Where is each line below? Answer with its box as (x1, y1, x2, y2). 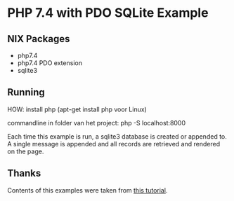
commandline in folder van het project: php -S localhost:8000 (7, 118, 186, 127)
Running (7, 86, 46, 99)
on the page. (7, 147, 44, 155)
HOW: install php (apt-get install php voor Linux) (7, 105, 148, 113)
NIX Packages (7, 33, 70, 45)
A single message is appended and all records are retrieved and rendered (7, 139, 220, 148)
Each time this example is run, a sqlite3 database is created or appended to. (7, 132, 227, 141)
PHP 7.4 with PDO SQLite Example (7, 5, 209, 21)
